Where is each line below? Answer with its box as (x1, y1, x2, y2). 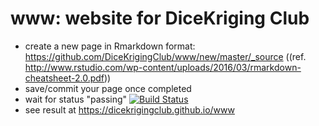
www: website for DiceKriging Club (10, 7, 310, 30)
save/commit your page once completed (24, 82, 192, 94)
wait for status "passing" (24, 93, 128, 105)
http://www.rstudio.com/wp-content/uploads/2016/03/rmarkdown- (24, 61, 302, 73)
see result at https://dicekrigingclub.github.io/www (24, 103, 235, 116)
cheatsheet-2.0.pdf (24, 72, 105, 84)
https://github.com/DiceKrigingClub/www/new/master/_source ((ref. (24, 50, 307, 62)
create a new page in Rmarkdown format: (24, 40, 196, 52)
